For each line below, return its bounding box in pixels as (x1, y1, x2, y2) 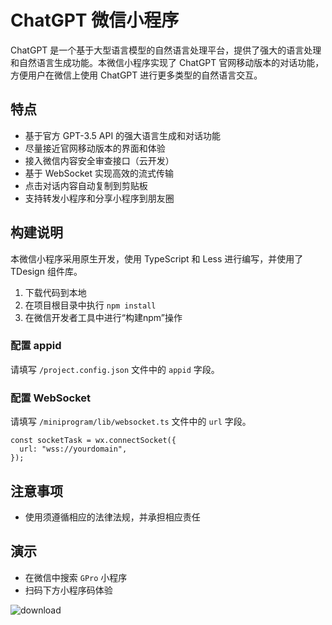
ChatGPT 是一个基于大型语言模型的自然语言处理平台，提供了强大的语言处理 (10, 44, 322, 56)
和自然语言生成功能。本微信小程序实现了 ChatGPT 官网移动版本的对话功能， (10, 56, 325, 68)
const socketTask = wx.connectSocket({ (10, 436, 177, 446)
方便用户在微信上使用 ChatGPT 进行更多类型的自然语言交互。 (10, 69, 263, 81)
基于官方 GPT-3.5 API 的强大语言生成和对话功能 (24, 129, 222, 141)
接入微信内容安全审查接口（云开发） (24, 154, 175, 166)
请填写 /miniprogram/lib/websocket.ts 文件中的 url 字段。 (10, 416, 252, 428)
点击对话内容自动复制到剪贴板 (24, 179, 148, 191)
